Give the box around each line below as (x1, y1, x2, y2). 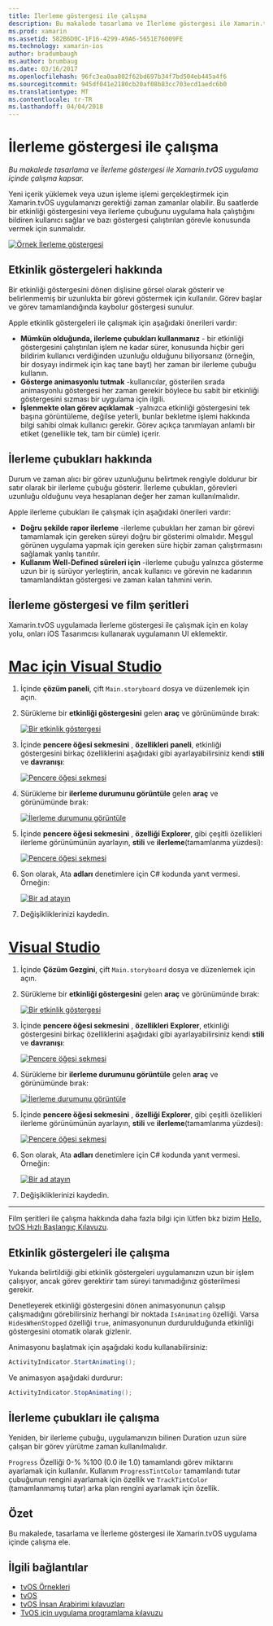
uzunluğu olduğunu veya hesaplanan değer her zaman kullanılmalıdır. (8, 491, 240, 501)
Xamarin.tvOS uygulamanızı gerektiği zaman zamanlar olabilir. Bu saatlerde (8, 198, 259, 208)
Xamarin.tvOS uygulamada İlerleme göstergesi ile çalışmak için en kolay (8, 620, 249, 629)
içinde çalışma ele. (8, 1536, 71, 1547)
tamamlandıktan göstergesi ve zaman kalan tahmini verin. (19, 575, 213, 585)
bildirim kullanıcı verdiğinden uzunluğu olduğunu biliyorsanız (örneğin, (19, 351, 255, 361)
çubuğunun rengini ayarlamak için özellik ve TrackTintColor (8, 1475, 209, 1484)
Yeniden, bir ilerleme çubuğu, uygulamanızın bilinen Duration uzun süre (8, 1432, 247, 1442)
